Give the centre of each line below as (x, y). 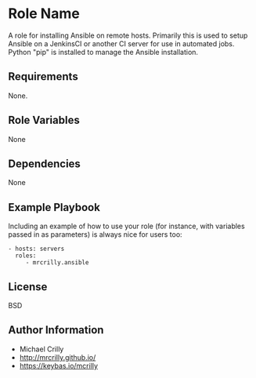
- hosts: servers (36, 249)
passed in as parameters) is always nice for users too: (95, 234)
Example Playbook (54, 207)
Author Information (56, 330)
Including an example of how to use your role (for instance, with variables (126, 226)
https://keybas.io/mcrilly (59, 365)
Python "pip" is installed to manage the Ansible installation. (103, 52)
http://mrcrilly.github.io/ (58, 357)
